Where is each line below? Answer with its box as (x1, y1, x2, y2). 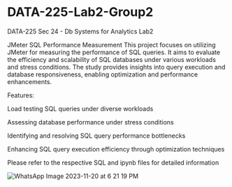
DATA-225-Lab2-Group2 (7, 4, 154, 20)
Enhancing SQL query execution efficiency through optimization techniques (7, 145, 225, 153)
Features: (7, 91, 35, 99)
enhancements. (7, 77, 52, 86)
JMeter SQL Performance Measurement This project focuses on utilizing (7, 40, 216, 49)
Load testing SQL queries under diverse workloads (7, 104, 154, 113)
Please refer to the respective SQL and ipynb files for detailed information (7, 158, 219, 167)
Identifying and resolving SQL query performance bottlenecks (7, 131, 186, 140)
